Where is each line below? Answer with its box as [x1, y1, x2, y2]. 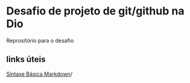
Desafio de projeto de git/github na [6, 4, 185, 18]
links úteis [6, 54, 46, 64]
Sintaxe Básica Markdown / [6, 70, 73, 78]
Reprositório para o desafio [6, 37, 74, 44]
